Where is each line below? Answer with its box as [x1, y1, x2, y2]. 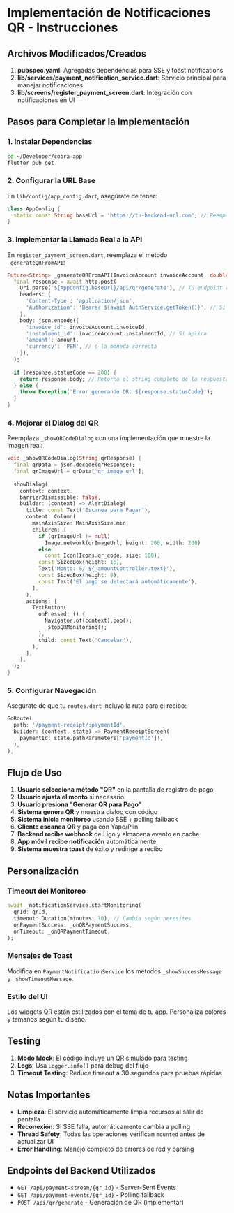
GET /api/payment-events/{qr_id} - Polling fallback [17, 1191, 165, 1199]
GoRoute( [7, 715, 33, 722]
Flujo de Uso [7, 767, 63, 779]
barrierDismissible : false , [19, 494, 101, 501]
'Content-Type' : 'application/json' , [25, 298, 136, 305]
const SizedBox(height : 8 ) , [38, 572, 120, 579]
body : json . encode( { [19, 317, 79, 324]
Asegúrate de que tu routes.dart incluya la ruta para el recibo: [7, 702, 187, 710]
